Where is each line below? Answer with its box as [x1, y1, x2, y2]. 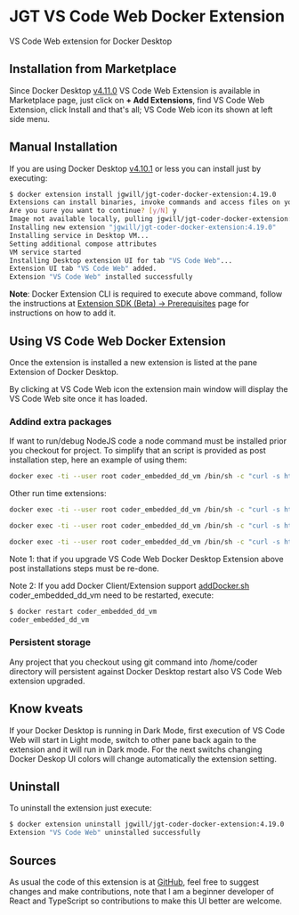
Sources [9, 853, 57, 868]
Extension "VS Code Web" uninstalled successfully [9, 829, 201, 837]
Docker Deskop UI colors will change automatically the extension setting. [9, 753, 278, 764]
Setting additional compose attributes [9, 239, 158, 249]
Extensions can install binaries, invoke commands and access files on [9, 198, 280, 207]
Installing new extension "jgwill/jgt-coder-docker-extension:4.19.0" [9, 223, 277, 233]
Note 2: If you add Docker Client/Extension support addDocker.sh [9, 580, 250, 591]
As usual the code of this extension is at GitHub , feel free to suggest [9, 877, 260, 887]
